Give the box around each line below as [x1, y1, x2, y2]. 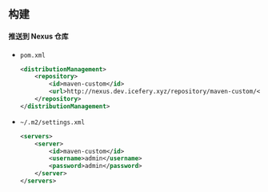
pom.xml [19, 51, 46, 59]
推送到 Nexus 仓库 [8, 31, 70, 41]
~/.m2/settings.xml [19, 118, 86, 126]
